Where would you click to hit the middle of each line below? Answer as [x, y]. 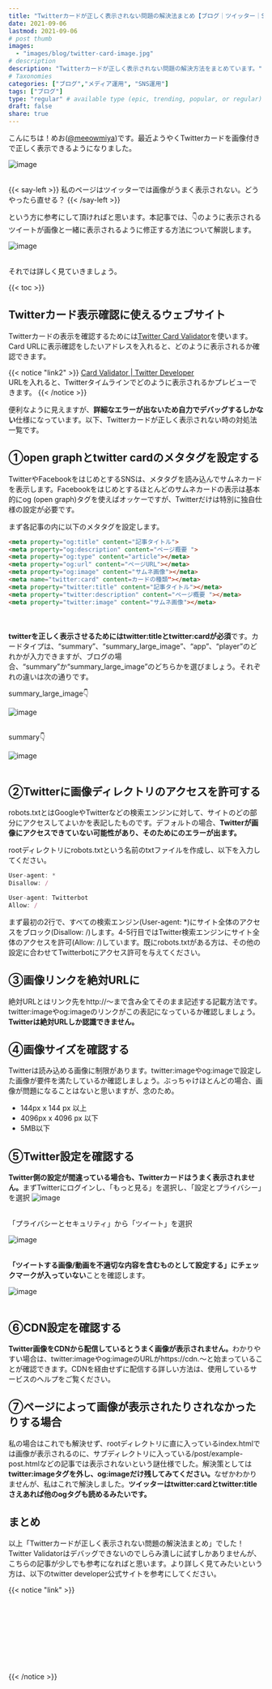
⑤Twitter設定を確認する [72, 1156]
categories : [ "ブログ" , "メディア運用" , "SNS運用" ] [89, 84]
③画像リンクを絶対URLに [74, 981]
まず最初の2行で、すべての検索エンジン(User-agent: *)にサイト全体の [124, 922]
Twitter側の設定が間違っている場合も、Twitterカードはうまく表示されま [128, 1177]
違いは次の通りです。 [57, 676]
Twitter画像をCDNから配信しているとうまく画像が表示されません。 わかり [131, 1349]
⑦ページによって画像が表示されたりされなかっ [127, 1407]
